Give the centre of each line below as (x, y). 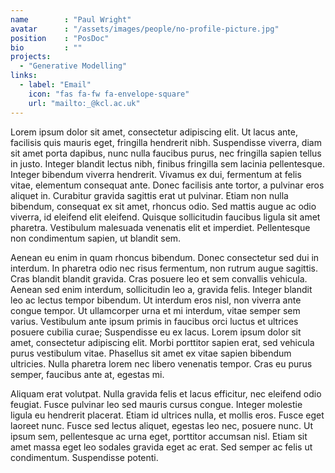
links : (24, 76)
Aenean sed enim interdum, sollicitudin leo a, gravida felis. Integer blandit (161, 289)
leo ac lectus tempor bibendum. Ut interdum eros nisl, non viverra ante (156, 300)
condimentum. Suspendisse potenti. (84, 457)
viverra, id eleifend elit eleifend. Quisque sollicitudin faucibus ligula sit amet (165, 217)
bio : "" (46, 47)
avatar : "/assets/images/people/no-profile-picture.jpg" (145, 29)
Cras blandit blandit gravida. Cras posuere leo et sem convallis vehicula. (159, 278)
